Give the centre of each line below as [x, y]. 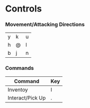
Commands [19, 68]
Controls [23, 9]
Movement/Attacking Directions [45, 25]
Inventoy [18, 89]
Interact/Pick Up [27, 97]
